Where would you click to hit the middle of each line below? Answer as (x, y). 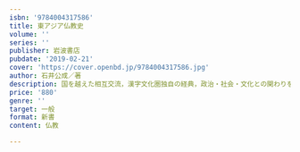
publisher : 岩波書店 (45, 51)
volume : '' (29, 34)
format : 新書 (32, 117)
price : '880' (33, 92)
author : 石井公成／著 (46, 76)
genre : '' (28, 101)
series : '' (29, 42)
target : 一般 (32, 109)
